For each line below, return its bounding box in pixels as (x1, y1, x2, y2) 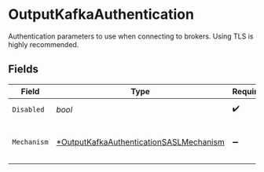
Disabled (12, 104, 45, 114)
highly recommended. (8, 39, 79, 49)
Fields (8, 63, 39, 76)
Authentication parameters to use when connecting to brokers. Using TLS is (8, 31, 254, 41)
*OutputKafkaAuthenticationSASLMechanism (56, 136, 225, 147)
